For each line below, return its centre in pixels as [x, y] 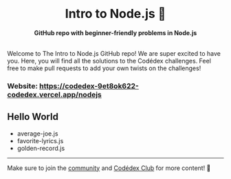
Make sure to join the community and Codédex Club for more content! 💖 [109, 168]
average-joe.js [37, 134]
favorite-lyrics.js [40, 140]
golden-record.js [41, 148]
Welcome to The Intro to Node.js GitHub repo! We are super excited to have [114, 53]
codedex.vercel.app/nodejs [54, 94]
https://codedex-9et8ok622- [89, 86]
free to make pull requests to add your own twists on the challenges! [104, 68]
